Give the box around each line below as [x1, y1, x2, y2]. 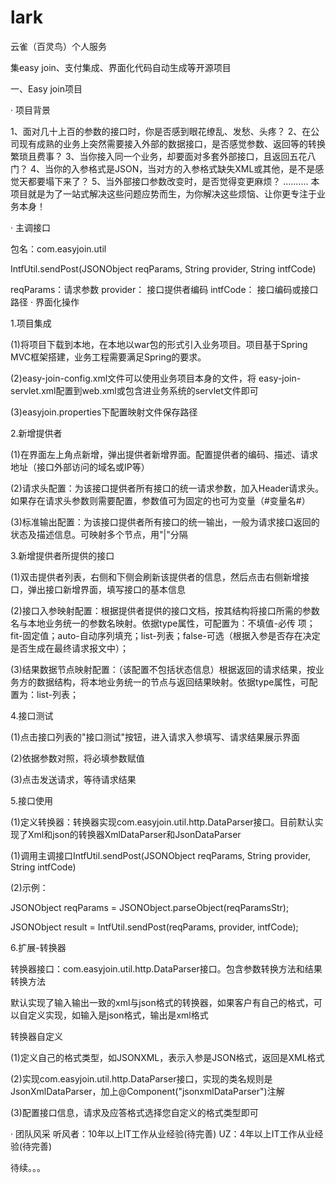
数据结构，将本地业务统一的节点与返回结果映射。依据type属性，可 [36, 676, 310, 688]
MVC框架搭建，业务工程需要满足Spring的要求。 [10, 351, 207, 363]
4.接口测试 [10, 709, 54, 721]
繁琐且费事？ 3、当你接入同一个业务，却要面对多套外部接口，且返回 [10, 150, 290, 162]
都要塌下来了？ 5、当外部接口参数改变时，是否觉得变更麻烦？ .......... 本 [27, 175, 320, 187]
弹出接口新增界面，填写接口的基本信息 [27, 583, 186, 595]
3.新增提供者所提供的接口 [10, 549, 115, 561]
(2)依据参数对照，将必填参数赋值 [10, 752, 145, 764]
